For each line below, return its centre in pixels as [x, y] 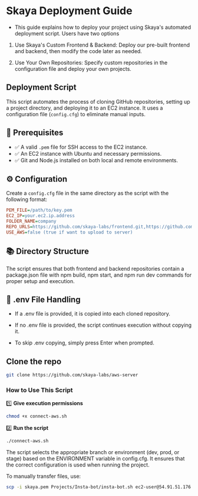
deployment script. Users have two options [67, 33]
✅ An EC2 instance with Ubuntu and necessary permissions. [88, 153]
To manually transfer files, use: [44, 477]
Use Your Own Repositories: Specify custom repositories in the [91, 63]
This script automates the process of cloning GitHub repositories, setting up [98, 101]
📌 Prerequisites [35, 133]
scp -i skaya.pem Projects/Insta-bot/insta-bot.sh [70, 487]
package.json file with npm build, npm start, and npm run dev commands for [99, 275]
